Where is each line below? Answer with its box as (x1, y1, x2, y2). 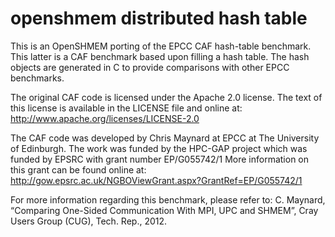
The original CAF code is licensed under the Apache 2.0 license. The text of (10, 91, 323, 103)
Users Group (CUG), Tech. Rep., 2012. (10, 215, 168, 227)
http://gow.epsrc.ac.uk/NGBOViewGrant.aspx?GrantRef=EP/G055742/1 (10, 174, 303, 186)
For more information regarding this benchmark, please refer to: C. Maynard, (10, 193, 326, 206)
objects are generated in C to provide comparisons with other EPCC (10, 61, 290, 73)
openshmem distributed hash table (10, 7, 308, 30)
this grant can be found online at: (10, 163, 147, 176)
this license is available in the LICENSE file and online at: (10, 102, 243, 114)
